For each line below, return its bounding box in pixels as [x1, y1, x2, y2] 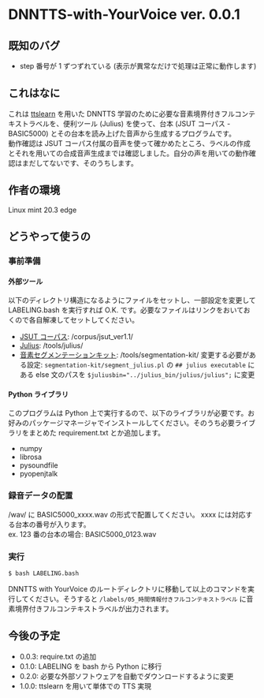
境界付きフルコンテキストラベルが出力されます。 [14, 603, 173, 613]
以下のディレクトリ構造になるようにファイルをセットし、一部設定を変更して [8, 296, 256, 305]
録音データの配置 [8, 491, 73, 502]
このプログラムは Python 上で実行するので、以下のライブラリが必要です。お [8, 409, 255, 418]
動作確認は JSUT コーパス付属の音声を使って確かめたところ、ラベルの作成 [8, 138, 251, 147]
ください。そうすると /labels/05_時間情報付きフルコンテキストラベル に [28, 594, 247, 603]
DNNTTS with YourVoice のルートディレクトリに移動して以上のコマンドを [8, 584, 248, 593]
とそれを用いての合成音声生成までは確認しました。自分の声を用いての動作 [8, 148, 250, 158]
